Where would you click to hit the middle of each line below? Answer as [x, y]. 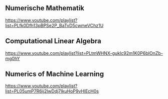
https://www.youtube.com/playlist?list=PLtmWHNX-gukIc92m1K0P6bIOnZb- [84, 53]
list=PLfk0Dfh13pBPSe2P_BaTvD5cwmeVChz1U [54, 25]
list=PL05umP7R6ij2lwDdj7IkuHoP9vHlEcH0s [52, 91]
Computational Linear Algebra [53, 41]
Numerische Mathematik [45, 8]
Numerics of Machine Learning [55, 74]
